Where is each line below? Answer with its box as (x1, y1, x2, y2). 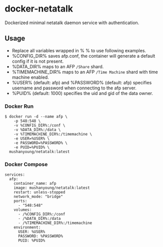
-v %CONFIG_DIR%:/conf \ (13, 123, 65, 128)
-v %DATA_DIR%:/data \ (13, 128, 61, 133)
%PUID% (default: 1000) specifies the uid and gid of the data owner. (11, 90, 153, 96)
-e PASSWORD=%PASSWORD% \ (13, 141, 68, 146)
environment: (13, 225, 41, 230)
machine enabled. (11, 74, 49, 80)
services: (4, 172, 25, 177)
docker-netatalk (4, 3, 73, 15)
